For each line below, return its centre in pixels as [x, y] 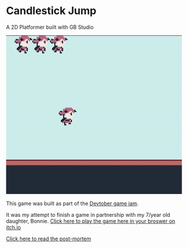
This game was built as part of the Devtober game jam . [72, 203]
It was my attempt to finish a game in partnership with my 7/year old [88, 215]
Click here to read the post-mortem [49, 239]
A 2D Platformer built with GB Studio [50, 27]
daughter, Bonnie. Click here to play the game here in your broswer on [91, 221]
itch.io [13, 227]
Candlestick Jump [51, 11]
